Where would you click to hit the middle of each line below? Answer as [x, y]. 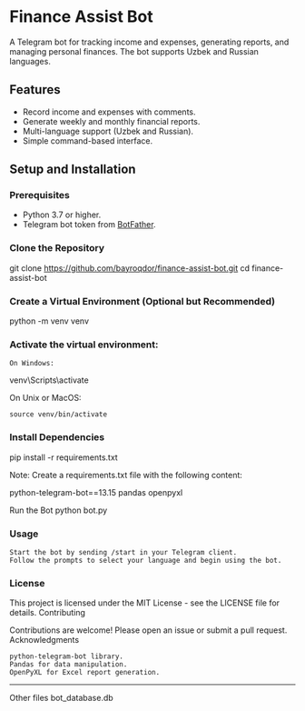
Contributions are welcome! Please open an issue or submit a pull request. [148, 630]
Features [35, 90]
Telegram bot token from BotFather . [89, 225]
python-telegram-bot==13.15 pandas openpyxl [96, 492]
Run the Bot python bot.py [59, 510]
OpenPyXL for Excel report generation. [85, 673]
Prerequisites [39, 195]
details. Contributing [48, 613]
